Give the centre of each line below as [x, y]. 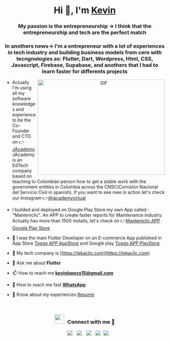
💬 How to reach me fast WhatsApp [49, 285]
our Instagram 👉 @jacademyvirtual [49, 198]
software [21, 99]
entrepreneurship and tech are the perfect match [85, 32]
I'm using [22, 88]
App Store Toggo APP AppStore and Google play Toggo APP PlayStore [86, 243]
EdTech [20, 165]
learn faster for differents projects [85, 71]
